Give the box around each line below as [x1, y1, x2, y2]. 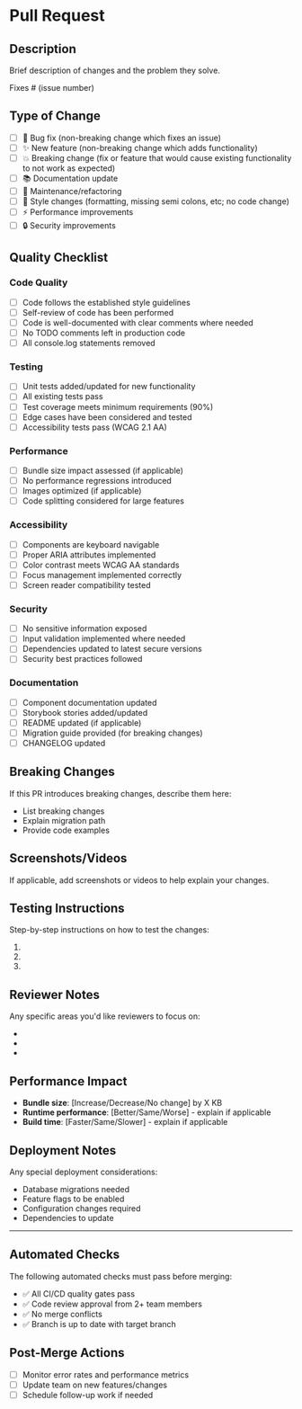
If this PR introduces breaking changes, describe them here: [9, 788, 232, 798]
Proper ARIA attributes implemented [22, 549, 156, 560]
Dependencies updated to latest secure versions [22, 644, 202, 655]
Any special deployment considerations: [9, 1166, 158, 1177]
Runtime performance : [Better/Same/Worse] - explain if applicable [22, 1107, 271, 1118]
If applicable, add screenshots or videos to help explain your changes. [9, 874, 270, 886]
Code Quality [9, 276, 68, 289]
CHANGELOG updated [22, 737, 106, 748]
